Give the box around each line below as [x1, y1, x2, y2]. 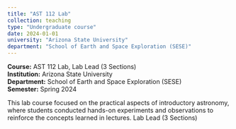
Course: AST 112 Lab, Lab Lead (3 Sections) [7, 63, 137, 70]
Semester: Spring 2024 [7, 85, 77, 93]
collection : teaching [7, 17, 72, 24]
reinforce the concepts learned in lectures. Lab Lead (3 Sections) [7, 113, 198, 122]
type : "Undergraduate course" [7, 23, 97, 30]
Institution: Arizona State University [7, 70, 113, 78]
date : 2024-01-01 [7, 30, 59, 37]
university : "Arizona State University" [7, 37, 129, 44]
